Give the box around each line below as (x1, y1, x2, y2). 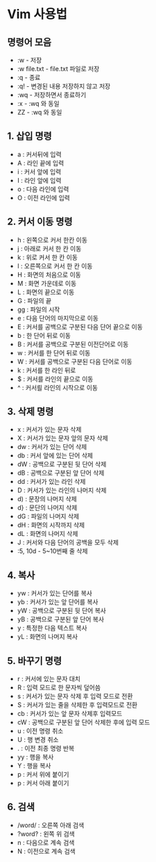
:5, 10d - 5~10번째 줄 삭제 (17, 547, 88, 555)
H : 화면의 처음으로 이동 (17, 270, 81, 279)
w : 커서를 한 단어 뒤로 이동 (17, 348, 91, 357)
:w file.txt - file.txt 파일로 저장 (17, 65, 100, 73)
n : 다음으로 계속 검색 (17, 838, 75, 847)
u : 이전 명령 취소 (17, 727, 64, 735)
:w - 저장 (17, 56, 42, 64)
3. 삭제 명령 (7, 406, 54, 418)
